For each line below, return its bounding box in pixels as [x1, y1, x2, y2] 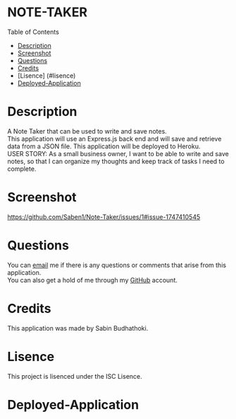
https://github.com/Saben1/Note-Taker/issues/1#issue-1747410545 [7, 213, 201, 221]
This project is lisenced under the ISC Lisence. [7, 372, 142, 380]
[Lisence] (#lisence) [17, 71, 76, 80]
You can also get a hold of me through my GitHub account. [7, 276, 178, 284]
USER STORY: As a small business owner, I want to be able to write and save [7, 149, 229, 158]
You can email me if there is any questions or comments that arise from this [7, 261, 227, 269]
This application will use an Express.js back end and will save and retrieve [7, 134, 222, 143]
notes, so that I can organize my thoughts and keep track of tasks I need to [7, 157, 225, 165]
